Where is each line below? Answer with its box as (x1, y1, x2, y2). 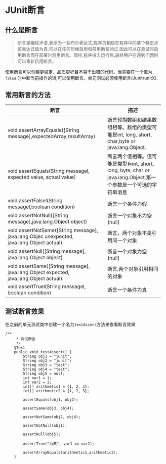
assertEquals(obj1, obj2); (23, 397, 79, 402)
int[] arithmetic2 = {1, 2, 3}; (23, 388, 90, 393)
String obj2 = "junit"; (23, 358, 72, 363)
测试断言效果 (5, 307, 44, 316)
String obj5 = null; (23, 371, 65, 376)
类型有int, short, (117, 160, 154, 167)
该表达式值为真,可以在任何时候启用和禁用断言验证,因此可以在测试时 (17, 46, 154, 52)
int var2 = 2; (23, 379, 52, 385)
